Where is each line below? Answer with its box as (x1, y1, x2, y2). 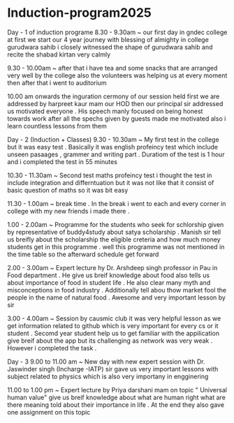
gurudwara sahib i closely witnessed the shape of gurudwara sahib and (7, 43, 213, 51)
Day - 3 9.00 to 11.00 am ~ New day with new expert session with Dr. (7, 357, 205, 366)
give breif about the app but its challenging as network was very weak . (7, 336, 213, 345)
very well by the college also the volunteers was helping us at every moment (7, 71, 228, 80)
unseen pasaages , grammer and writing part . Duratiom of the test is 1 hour (7, 150, 225, 158)
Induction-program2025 (7, 5, 152, 21)
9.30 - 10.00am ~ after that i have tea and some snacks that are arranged (7, 64, 218, 72)
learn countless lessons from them (7, 121, 107, 130)
